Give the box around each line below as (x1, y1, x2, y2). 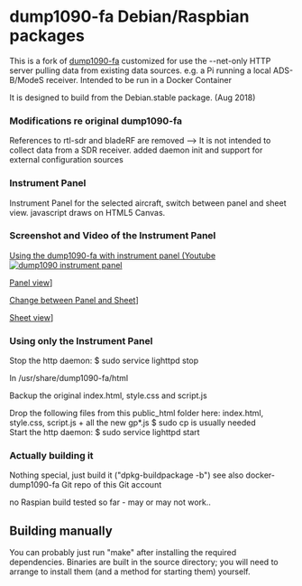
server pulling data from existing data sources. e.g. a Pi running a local (9, 65, 272, 76)
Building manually (9, 523, 113, 538)
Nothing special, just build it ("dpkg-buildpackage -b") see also (9, 470, 244, 480)
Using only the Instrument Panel (9, 334, 153, 347)
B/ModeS (9, 74, 44, 85)
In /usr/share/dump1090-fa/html (9, 373, 129, 384)
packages (9, 25, 86, 46)
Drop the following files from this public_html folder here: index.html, (9, 408, 264, 419)
